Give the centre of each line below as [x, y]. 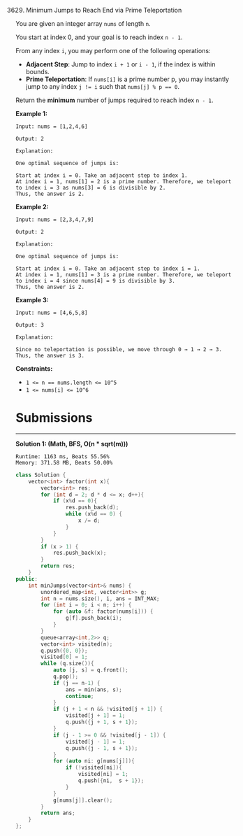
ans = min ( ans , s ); [94, 689]
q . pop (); [66, 677]
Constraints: [34, 369]
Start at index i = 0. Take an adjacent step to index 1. [102, 176]
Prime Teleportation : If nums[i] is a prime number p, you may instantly [127, 79]
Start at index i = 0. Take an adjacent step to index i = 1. [108, 269]
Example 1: [32, 114]
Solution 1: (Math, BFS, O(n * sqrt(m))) [72, 444]
